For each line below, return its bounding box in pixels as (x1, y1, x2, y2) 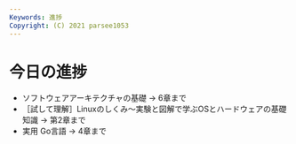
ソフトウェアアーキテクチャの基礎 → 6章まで (21, 93, 187, 103)
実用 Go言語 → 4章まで (21, 125, 107, 137)
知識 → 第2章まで (21, 115, 86, 125)
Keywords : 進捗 (9, 12, 63, 22)
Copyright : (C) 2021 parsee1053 (9, 21, 129, 30)
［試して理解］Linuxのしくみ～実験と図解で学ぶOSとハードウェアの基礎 (21, 103, 287, 115)
